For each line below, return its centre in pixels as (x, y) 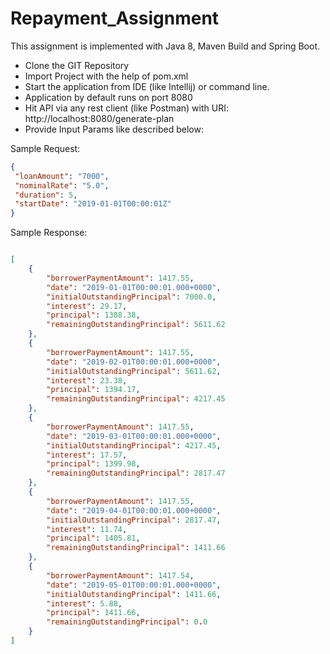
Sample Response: (49, 233)
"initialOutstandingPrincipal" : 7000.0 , (131, 297)
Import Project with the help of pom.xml (106, 76)
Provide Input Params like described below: (114, 129)
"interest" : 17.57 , (87, 455)
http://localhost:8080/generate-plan (99, 118)
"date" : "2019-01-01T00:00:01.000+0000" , (134, 287)
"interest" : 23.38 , (87, 380)
